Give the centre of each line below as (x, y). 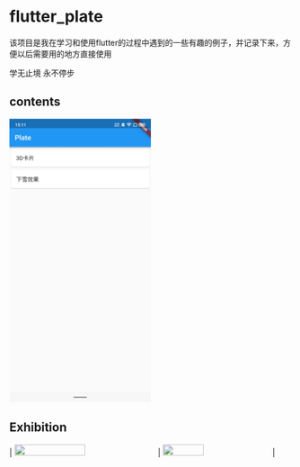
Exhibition (38, 428)
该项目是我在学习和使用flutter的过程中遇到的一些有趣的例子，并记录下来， (146, 42)
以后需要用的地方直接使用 (64, 54)
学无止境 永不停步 (42, 73)
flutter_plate (56, 17)
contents (35, 102)
